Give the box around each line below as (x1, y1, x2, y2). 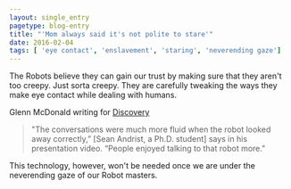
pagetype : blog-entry (9, 21, 90, 30)
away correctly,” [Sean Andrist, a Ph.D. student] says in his (30, 134, 248, 144)
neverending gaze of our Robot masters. (9, 170, 158, 181)
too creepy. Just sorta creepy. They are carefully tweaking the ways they (9, 80, 279, 91)
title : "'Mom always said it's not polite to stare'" (9, 29, 214, 38)
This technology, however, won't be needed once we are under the (9, 160, 256, 171)
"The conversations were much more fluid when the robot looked (30, 124, 271, 135)
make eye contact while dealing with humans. (9, 90, 177, 101)
